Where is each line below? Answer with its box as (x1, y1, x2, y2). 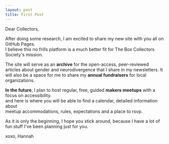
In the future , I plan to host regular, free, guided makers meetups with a (5, 87, 155, 93)
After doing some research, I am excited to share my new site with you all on (5, 36, 164, 42)
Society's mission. (5, 51, 43, 58)
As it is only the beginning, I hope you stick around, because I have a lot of (5, 118, 160, 124)
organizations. (5, 77, 35, 83)
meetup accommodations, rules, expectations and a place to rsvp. (5, 108, 143, 114)
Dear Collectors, (5, 26, 39, 32)
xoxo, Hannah (5, 133, 34, 139)
